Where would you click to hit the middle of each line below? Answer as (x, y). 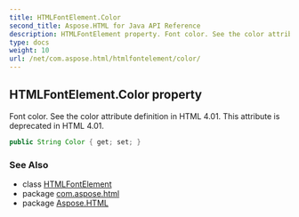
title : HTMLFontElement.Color (65, 17)
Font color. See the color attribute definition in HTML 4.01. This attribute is (145, 116)
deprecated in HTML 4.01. (57, 125)
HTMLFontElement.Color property (106, 95)
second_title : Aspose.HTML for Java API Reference (105, 26)
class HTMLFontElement (67, 184)
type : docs (29, 42)
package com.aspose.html (71, 193)
